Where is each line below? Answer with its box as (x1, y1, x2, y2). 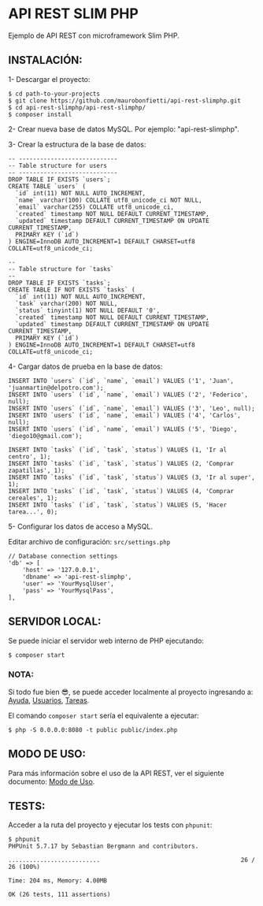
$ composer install (8, 110, 72, 118)
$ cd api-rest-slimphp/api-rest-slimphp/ (8, 103, 146, 111)
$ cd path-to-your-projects (8, 90, 101, 98)
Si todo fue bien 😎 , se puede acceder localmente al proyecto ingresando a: (8, 687, 254, 696)
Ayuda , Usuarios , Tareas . (8, 695, 90, 705)
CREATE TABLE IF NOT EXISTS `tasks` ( (8, 285, 135, 294)
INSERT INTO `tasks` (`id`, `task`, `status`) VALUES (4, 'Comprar (8, 487, 235, 495)
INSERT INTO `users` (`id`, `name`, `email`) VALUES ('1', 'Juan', (8, 377, 235, 384)
